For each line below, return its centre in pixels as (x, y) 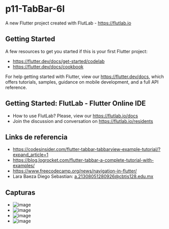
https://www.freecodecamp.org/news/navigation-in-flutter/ (75, 171)
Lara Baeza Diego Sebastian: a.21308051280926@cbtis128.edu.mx (83, 176)
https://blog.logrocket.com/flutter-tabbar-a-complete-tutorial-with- (83, 160)
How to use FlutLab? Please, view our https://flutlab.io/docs (75, 116)
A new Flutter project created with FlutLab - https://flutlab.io (68, 23)
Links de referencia (36, 137)
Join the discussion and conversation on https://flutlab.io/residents (83, 121)
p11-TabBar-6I (35, 9)
